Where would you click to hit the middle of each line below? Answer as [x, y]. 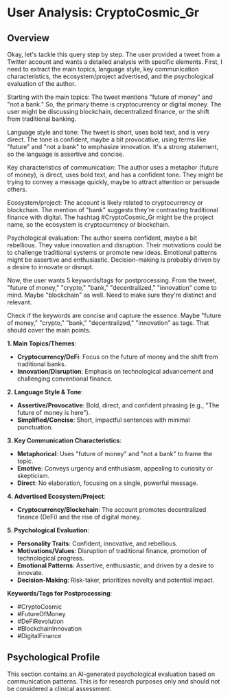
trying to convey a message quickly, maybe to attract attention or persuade [113, 182]
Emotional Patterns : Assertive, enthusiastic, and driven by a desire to [115, 565]
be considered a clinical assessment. [59, 688]
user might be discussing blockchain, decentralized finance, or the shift [108, 112]
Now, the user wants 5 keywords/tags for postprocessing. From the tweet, [112, 280]
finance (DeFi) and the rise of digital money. [79, 517]
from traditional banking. [42, 119]
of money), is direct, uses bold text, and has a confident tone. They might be [115, 174]
